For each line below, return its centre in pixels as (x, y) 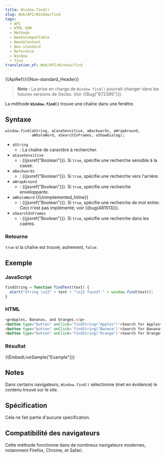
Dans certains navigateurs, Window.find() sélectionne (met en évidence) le (81, 384)
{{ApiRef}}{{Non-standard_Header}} (42, 79)
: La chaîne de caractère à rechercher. (59, 150)
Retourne (17, 236)
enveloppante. (34, 192)
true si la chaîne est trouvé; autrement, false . (51, 247)
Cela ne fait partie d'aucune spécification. (48, 417)
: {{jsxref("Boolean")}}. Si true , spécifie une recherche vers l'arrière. (89, 176)
